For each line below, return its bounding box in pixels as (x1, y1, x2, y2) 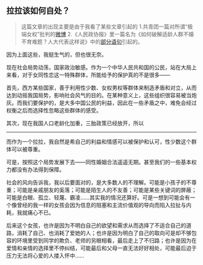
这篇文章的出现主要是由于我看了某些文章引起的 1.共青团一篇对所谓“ (21, 23, 188, 30)
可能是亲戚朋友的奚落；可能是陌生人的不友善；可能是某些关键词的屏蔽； (16, 186, 197, 193)
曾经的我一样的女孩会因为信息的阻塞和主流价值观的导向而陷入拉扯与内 (16, 201, 192, 208)
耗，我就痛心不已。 (6, 209, 54, 216)
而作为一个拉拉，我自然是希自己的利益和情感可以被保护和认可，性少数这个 (6, 138, 192, 145)
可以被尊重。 (11, 145, 43, 153)
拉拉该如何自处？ (6, 5, 70, 16)
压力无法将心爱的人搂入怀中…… (6, 252, 85, 259)
